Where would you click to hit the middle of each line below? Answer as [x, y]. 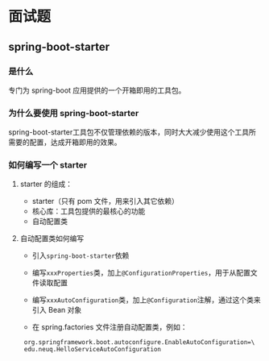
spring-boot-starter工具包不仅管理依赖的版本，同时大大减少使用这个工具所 [132, 132]
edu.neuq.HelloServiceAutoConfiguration [93, 350]
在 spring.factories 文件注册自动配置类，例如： [110, 327]
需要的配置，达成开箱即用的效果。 [65, 143]
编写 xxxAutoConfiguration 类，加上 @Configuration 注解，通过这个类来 [147, 300]
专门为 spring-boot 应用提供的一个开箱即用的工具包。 [97, 90]
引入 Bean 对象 [57, 310]
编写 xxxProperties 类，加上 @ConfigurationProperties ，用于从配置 [141, 273]
